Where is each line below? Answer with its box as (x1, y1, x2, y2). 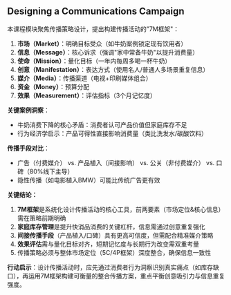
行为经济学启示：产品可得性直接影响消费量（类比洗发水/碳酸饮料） (17, 129, 207, 137)
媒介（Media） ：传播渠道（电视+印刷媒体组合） (17, 74, 152, 82)
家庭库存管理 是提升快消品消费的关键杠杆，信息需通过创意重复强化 (17, 222, 205, 231)
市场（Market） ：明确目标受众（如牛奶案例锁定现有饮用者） (17, 39, 187, 48)
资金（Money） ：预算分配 (17, 82, 90, 91)
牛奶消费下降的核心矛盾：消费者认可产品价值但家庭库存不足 (17, 120, 187, 129)
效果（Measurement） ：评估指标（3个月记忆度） (17, 91, 157, 99)
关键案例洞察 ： (7, 106, 50, 114)
